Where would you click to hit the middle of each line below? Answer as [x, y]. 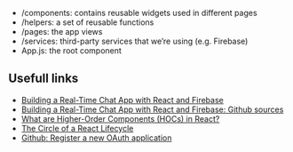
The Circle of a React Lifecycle [77, 128]
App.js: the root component [71, 51]
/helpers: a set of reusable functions [87, 22]
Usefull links [44, 79]
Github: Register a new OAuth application [96, 138]
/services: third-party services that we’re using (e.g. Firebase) [135, 41]
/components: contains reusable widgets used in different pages [139, 13]
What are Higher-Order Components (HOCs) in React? [120, 118]
